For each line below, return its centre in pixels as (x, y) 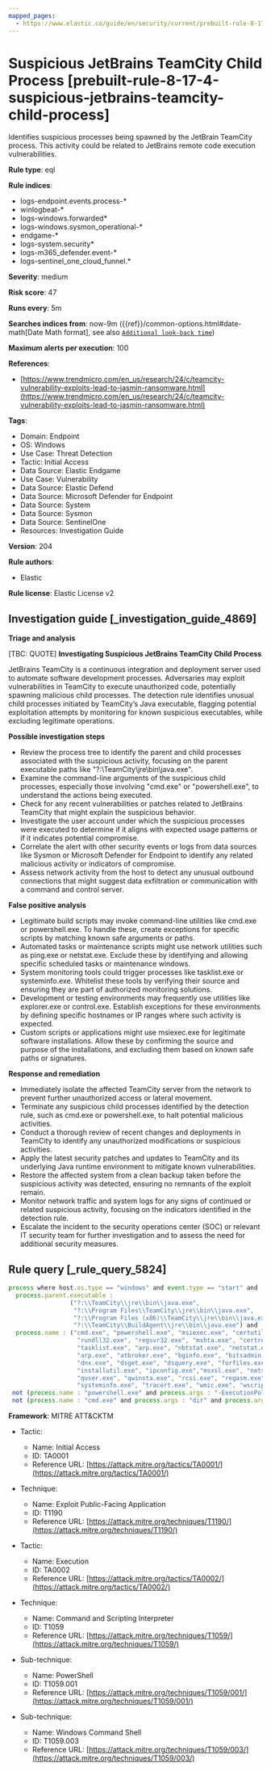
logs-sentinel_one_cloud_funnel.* (75, 261)
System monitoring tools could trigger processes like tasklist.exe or (132, 972)
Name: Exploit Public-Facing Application (99, 1505)
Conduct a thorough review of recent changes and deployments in (130, 1132)
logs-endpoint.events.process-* (73, 201)
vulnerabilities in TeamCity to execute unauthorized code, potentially (122, 686)
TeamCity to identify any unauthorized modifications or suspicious (130, 1141)
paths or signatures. (53, 1058)
